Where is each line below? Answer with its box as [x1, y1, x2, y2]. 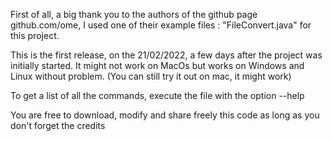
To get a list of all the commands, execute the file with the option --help [10, 90, 305, 101]
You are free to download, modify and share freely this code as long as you [10, 109, 320, 121]
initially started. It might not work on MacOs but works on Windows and [10, 60, 305, 71]
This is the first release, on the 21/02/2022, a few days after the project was [10, 49, 323, 61]
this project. [10, 30, 60, 41]
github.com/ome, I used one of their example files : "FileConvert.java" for [10, 19, 312, 31]
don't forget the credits [10, 120, 106, 131]
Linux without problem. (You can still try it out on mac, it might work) [10, 70, 292, 82]
